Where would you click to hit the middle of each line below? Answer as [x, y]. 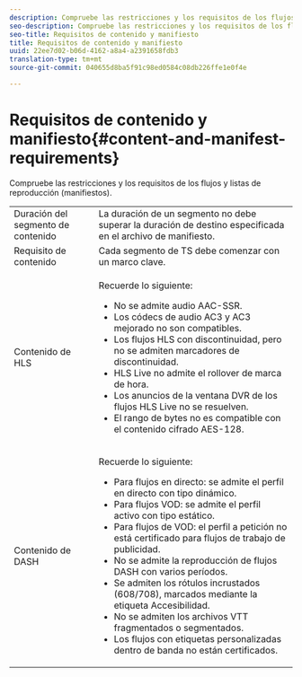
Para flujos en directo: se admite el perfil [199, 481]
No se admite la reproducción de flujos [195, 560]
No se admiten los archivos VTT [181, 616]
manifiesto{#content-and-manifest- [147, 139]
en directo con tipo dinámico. [175, 493]
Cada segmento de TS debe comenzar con [189, 251]
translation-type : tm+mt [56, 59]
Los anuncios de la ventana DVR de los [196, 395]
